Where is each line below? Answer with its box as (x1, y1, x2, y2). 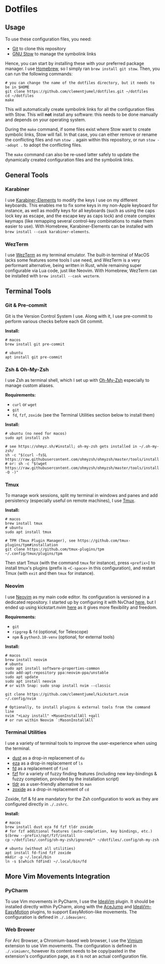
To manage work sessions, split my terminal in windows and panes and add (5, 493, 158, 499)
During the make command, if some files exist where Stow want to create (5, 127, 151, 132)
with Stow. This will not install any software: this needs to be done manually (5, 112, 158, 117)
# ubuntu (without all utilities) (5, 846, 76, 851)
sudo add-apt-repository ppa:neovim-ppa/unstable (5, 670, 109, 675)
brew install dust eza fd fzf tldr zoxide (5, 824, 93, 830)
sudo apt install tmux (5, 530, 52, 535)
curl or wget (12, 401, 37, 407)
